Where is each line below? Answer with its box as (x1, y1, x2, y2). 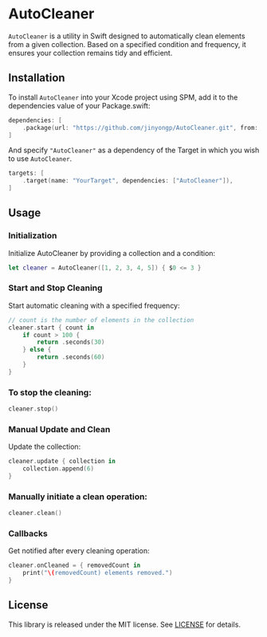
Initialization (8, 230, 57, 242)
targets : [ (8, 169, 45, 178)
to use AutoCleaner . (8, 154, 73, 163)
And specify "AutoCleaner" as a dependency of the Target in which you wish (8, 145, 260, 155)
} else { (22, 346, 52, 354)
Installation (8, 71, 65, 85)
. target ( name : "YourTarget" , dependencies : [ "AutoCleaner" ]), (22, 177, 234, 185)
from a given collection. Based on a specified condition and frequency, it (8, 39, 247, 49)
